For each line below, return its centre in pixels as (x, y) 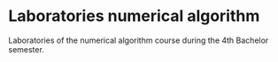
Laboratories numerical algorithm (134, 16)
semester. (27, 49)
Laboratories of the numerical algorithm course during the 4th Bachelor (139, 40)
